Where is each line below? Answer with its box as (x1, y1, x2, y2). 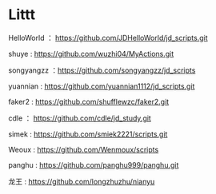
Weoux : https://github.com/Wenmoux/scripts (8, 145, 159, 154)
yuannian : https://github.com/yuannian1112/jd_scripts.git (8, 81, 195, 91)
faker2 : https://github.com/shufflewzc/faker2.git (8, 97, 170, 106)
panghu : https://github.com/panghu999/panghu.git (8, 160, 179, 169)
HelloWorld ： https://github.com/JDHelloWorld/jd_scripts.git (8, 33, 208, 42)
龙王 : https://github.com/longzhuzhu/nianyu (8, 176, 155, 186)
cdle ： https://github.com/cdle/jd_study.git (8, 113, 152, 123)
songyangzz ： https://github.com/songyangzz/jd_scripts (8, 65, 196, 75)
